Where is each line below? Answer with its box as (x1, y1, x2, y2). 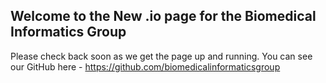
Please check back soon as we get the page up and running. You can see (10, 50, 313, 62)
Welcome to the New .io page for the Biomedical (10, 8, 317, 25)
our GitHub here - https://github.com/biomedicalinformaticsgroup (10, 60, 281, 73)
